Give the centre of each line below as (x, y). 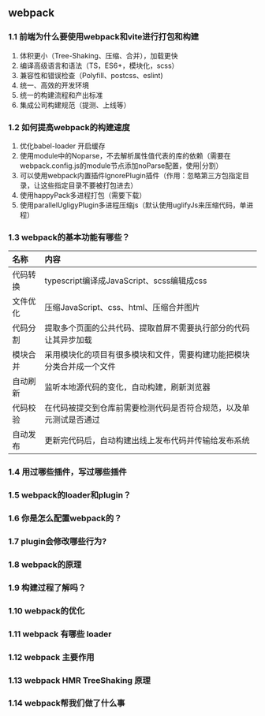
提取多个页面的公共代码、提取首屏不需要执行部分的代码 (147, 328)
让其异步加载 (68, 340)
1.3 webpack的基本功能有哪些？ (69, 237)
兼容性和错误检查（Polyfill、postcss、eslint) (91, 75)
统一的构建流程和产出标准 (61, 95)
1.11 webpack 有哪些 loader (60, 634)
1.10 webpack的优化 (47, 610)
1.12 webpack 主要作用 (51, 657)
